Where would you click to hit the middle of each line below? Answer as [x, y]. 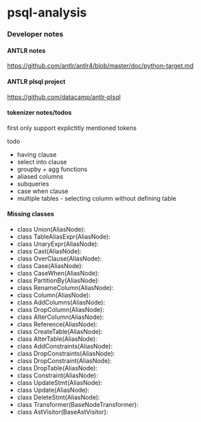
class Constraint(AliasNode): [57, 375]
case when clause [43, 191]
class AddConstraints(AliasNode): [65, 346]
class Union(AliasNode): [51, 229]
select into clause [42, 162]
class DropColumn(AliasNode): [61, 309]
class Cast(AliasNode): [49, 251]
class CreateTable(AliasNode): [60, 331]
